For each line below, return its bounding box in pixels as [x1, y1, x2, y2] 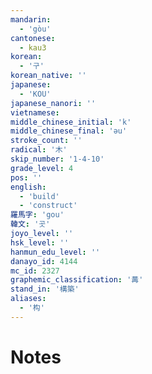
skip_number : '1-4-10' [10, 154, 105, 164]
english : [10, 182, 47, 192]
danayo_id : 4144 [10, 256, 78, 266]
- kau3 [19, 42, 47, 53]
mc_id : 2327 [10, 266, 60, 276]
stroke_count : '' [10, 136, 83, 146]
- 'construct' [19, 201, 78, 211]
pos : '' [10, 172, 43, 183]
